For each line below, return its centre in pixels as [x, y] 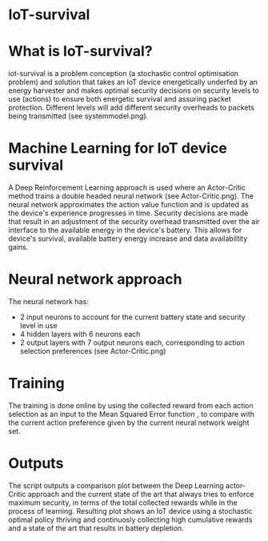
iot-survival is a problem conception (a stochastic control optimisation [123, 74]
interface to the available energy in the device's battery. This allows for [125, 230]
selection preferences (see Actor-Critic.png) [93, 351]
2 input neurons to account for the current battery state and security [132, 317]
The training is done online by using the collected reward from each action [131, 405]
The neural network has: [49, 301]
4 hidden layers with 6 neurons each [80, 334]
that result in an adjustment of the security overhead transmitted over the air [134, 222]
